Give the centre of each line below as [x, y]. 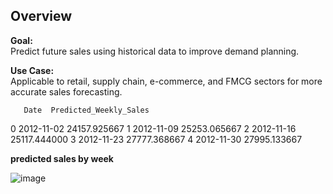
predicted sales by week [62, 158]
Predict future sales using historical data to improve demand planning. [155, 51]
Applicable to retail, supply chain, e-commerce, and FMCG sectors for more [166, 81]
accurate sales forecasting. [66, 91]
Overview [41, 16]
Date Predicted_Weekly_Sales [86, 110]
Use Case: [32, 70]
